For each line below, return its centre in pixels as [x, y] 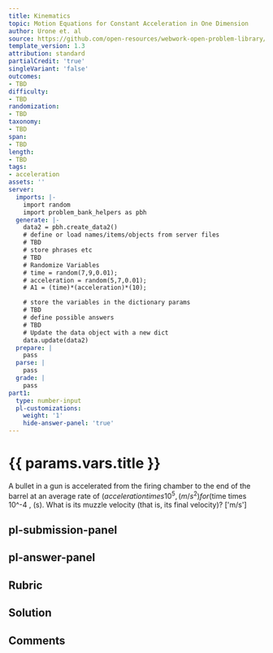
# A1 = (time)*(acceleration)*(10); [85, 288]
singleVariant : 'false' [49, 69]
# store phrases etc [58, 250]
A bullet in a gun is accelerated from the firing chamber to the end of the [130, 486]
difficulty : [28, 91]
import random [47, 205]
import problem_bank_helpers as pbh [85, 212]
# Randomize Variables [61, 265]
